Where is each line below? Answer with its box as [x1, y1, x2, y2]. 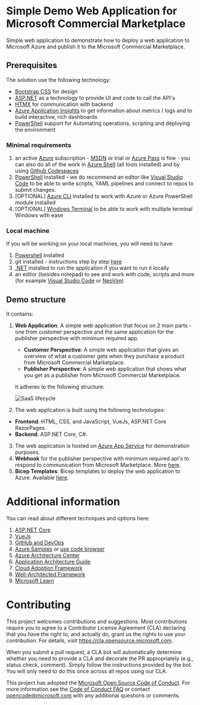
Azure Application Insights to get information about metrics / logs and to [14, 106, 193, 114]
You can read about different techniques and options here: [6, 515, 150, 522]
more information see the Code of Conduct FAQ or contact [6, 686, 150, 693]
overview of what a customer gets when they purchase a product [23, 353, 185, 360]
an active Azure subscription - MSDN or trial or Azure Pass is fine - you [14, 154, 190, 162]
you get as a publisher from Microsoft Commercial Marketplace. [23, 372, 181, 379]
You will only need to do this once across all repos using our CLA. [6, 668, 168, 675]
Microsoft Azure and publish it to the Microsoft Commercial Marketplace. [6, 43, 185, 50]
